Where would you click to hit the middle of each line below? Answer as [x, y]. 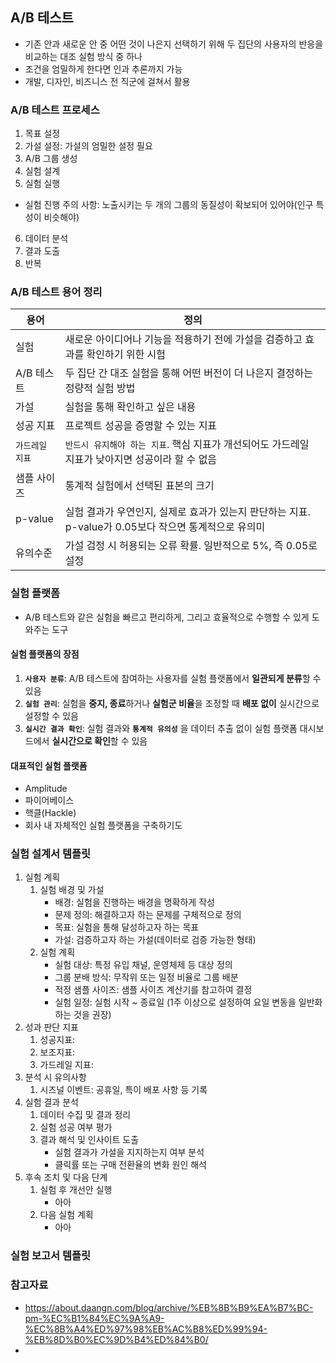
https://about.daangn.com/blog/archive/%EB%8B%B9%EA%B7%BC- [169, 1307]
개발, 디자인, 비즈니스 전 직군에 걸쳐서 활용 [107, 81]
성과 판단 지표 [51, 1027]
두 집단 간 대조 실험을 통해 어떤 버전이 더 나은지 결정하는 [189, 373]
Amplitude [46, 789]
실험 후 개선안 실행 [76, 1190]
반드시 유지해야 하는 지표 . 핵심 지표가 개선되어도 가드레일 [187, 445]
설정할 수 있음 [51, 715]
